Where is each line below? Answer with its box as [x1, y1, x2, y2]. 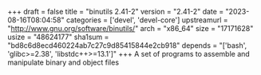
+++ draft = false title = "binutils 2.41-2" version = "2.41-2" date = [7, 7, 224, 16]
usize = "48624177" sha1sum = [7, 32, 109, 41]
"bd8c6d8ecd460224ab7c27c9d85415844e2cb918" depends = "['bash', [7, 41, 247, 50]
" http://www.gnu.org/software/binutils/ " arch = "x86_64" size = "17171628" [7, 24, 254, 33]
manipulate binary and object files [7, 57, 120, 67]
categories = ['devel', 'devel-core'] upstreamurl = [65, 15, 228, 25]
